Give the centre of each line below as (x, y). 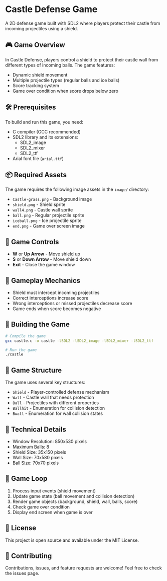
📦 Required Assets (36, 175)
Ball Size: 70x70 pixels (36, 463)
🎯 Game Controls (32, 242)
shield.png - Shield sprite (39, 204)
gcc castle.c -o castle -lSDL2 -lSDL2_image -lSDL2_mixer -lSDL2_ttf (79, 341)
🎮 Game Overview (35, 45)
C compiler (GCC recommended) (47, 131)
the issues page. (22, 573)
